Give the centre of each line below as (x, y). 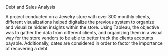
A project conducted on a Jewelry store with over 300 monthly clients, (78, 17)
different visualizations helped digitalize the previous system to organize (80, 22)
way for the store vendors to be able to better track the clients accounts (79, 38)
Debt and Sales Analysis (30, 7)
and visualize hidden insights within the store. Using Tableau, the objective (82, 27)
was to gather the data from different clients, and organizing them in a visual (84, 32)
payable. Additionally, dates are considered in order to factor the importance (84, 43)
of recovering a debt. (27, 48)
